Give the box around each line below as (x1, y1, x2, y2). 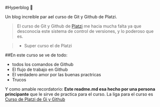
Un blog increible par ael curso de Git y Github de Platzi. (5, 14, 117, 19)
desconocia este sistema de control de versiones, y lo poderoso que (16, 28, 154, 34)
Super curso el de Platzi (24, 43, 72, 48)
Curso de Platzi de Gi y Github (5, 96, 65, 102)
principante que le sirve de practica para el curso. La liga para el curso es (5, 92, 154, 97)
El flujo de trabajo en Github (12, 67, 68, 72)
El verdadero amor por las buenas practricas (12, 72, 101, 77)
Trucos (12, 77, 27, 82)
